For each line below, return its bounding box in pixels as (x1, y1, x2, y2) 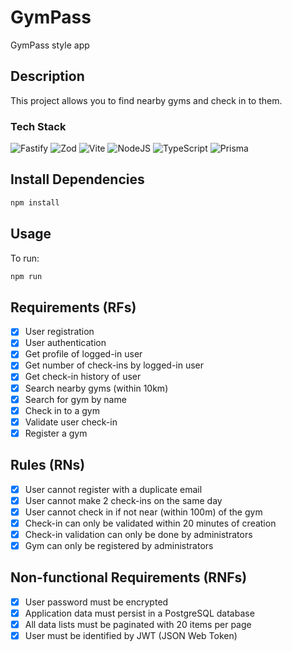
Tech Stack (10, 119, 67, 133)
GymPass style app (10, 39, 90, 51)
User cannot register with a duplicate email (24, 483, 203, 495)
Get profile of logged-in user (24, 348, 143, 360)
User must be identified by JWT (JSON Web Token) (24, 630, 238, 642)
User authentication (24, 337, 107, 349)
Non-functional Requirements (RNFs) (10, 569, 248, 586)
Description (10, 68, 85, 85)
